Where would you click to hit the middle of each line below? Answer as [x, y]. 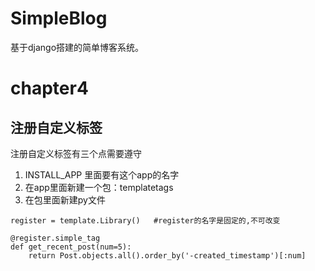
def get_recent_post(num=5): [71, 247]
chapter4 [49, 88]
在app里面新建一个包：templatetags [99, 187]
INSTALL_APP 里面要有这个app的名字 [102, 174]
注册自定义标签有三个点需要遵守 [76, 153]
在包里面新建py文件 [65, 199]
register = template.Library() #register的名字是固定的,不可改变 [145, 220]
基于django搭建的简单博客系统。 [77, 47]
